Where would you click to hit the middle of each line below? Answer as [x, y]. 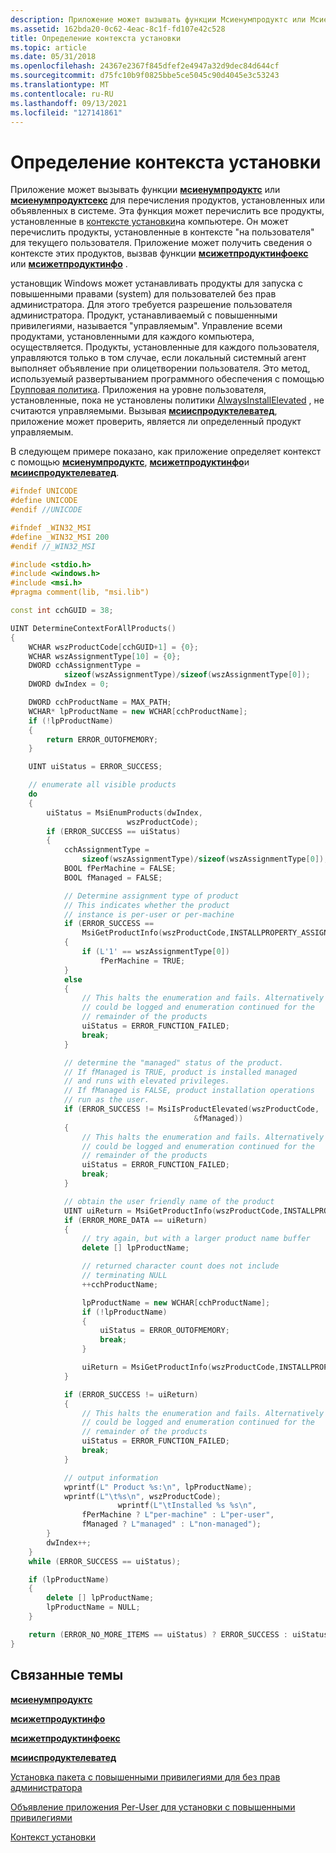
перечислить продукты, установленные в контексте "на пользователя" [162, 232]
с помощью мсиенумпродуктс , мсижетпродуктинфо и [130, 462]
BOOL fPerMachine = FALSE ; [120, 869]
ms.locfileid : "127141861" [66, 112]
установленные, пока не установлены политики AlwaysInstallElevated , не [167, 400]
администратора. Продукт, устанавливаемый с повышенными [144, 315]
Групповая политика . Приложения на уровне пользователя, [138, 390]
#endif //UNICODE [46, 510]
